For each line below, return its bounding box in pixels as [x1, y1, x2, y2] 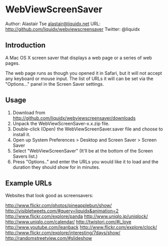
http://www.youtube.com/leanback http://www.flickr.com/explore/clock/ [5, 224, 157, 231]
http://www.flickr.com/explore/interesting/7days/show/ [5, 230, 121, 236]
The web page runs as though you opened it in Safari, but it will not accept [5, 70, 162, 76]
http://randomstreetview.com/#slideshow [5, 235, 92, 241]
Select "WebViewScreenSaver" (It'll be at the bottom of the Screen [12, 147, 153, 154]
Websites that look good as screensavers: [5, 193, 93, 199]
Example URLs [5, 179, 52, 187]
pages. [5, 60, 20, 66]
